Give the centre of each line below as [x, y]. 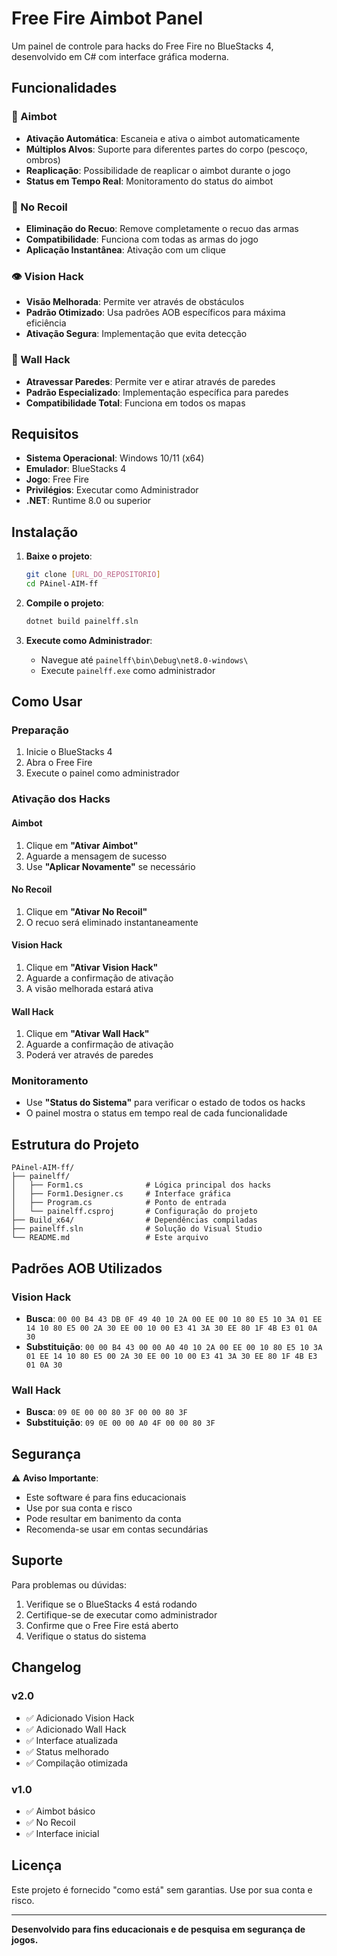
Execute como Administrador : [89, 640]
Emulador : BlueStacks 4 [76, 469]
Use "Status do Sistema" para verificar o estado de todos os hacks [165, 1103]
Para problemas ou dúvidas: [69, 1584]
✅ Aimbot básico [60, 1811]
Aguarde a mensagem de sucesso [96, 856]
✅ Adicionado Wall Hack [76, 1729]
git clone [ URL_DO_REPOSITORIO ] [93, 575]
